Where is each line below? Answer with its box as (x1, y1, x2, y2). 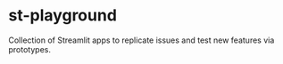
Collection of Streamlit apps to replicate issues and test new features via (8, 35, 275, 45)
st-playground (8, 5, 118, 26)
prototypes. (8, 44, 51, 54)
